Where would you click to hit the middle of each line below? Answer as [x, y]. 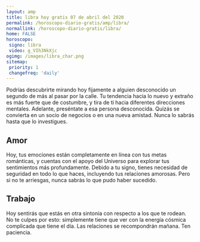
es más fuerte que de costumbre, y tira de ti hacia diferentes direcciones [96, 103]
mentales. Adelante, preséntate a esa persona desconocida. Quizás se [93, 109]
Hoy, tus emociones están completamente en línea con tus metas [87, 155]
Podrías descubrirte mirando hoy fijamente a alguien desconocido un [91, 90]
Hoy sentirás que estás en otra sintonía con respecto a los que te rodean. [96, 213]
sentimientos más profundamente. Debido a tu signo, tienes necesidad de [97, 167]
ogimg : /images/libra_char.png [45, 56]
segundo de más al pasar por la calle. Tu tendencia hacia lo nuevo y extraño [100, 96]
